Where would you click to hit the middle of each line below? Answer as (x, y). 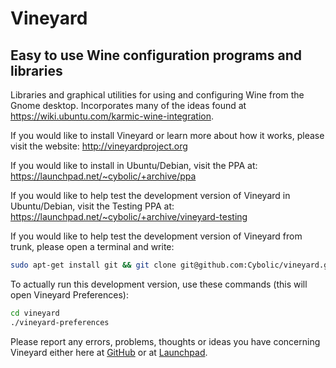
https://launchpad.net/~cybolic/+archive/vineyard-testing (129, 216)
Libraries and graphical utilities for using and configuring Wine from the (157, 95)
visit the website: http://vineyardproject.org (99, 146)
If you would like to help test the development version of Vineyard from (156, 236)
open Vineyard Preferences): (69, 294)
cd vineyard (35, 313)
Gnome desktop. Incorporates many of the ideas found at (128, 105)
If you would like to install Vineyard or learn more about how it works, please (167, 135)
